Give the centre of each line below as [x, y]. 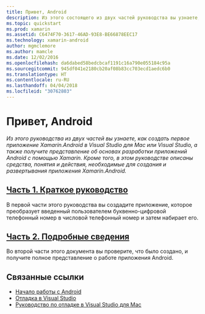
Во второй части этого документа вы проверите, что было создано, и [97, 251]
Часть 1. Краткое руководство [67, 190]
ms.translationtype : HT [37, 74]
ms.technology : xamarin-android [47, 40]
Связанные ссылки [45, 277]
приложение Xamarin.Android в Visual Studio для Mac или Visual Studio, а [102, 145]
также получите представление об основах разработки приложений [97, 151]
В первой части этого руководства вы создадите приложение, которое [99, 204]
